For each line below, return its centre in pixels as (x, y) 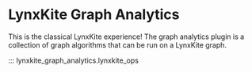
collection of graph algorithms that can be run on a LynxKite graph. (118, 44)
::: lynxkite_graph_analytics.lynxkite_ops (73, 60)
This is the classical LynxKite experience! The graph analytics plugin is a (126, 36)
